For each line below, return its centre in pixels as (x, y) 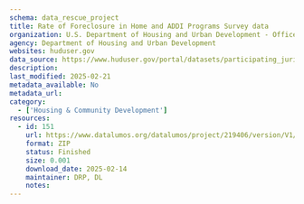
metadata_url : (36, 93)
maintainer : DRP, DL (64, 177)
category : (28, 102)
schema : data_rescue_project (64, 18)
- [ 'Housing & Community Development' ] (93, 110)
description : (34, 69)
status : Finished (58, 152)
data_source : (34, 60)
